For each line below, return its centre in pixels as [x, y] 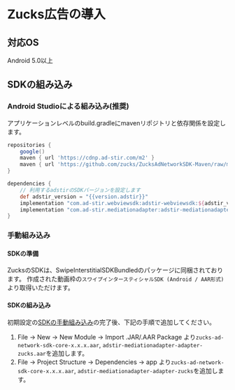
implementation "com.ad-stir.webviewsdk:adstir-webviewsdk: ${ [112, 203]
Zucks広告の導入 [57, 14]
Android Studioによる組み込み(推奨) [68, 106]
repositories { [29, 145]
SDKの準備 [23, 253]
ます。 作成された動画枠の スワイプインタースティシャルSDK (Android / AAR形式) [116, 279]
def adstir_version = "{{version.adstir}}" [84, 197]
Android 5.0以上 [30, 61]
